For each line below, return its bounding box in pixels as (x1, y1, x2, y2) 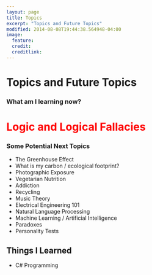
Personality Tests (15, 228, 59, 235)
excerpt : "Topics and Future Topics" (6, 20, 103, 26)
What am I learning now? (6, 97, 81, 106)
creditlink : (12, 49, 43, 55)
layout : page (6, 9, 40, 15)
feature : (12, 37, 34, 44)
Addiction (15, 182, 40, 189)
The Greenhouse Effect (15, 156, 74, 163)
